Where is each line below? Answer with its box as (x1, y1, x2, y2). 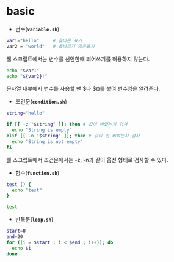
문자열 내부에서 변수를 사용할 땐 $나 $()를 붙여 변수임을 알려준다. (6, 85, 161, 93)
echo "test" (12, 187, 43, 193)
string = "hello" (6, 110, 45, 117)
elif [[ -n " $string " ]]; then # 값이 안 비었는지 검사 (6, 133, 140, 139)
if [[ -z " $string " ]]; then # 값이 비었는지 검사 (6, 121, 128, 128)
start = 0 (6, 228, 26, 234)
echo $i (12, 245, 32, 251)
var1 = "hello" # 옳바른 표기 (6, 37, 82, 44)
